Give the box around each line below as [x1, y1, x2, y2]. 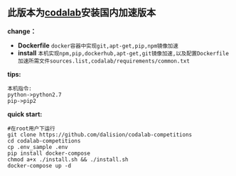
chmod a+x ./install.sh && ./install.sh [7, 155, 129, 163]
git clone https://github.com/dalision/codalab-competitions [7, 131, 193, 138]
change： [7, 27, 37, 35]
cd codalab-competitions [7, 137, 81, 144]
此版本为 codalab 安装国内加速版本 [7, 6, 156, 19]
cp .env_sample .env [7, 143, 69, 150]
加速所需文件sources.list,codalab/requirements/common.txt [17, 57, 191, 65]
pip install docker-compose [7, 150, 91, 157]
